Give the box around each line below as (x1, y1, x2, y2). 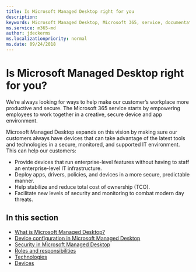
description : (6, 14, 38, 20)
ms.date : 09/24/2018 (6, 42, 57, 47)
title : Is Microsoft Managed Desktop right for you (6, 8, 134, 15)
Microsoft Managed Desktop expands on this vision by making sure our (6, 128, 177, 135)
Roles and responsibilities (14, 247, 76, 254)
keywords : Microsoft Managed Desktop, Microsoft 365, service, (6, 19, 163, 25)
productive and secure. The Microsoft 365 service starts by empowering (6, 104, 181, 111)
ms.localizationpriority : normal (6, 36, 87, 42)
